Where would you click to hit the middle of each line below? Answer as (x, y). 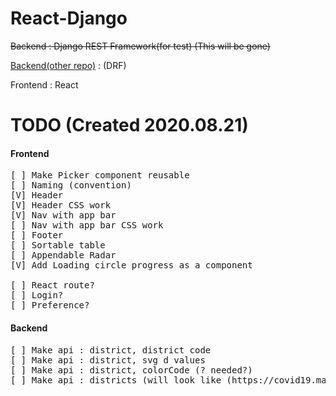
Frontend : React (44, 84)
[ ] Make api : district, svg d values (108, 360)
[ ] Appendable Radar (63, 255)
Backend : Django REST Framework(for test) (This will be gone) (140, 46)
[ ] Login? (37, 295)
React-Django (69, 18)
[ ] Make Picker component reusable (100, 175)
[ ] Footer (37, 235)
